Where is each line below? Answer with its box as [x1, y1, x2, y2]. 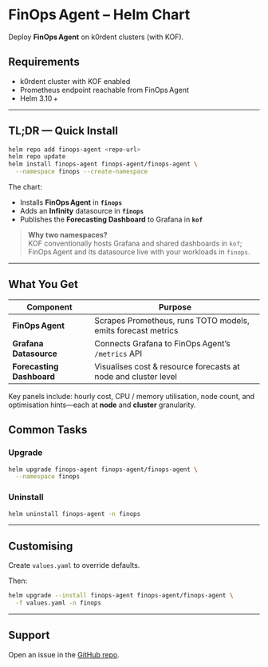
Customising [8, 539, 73, 553]
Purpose [158, 302, 192, 313]
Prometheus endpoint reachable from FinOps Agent [19, 85, 189, 94]
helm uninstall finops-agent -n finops [8, 509, 141, 517]
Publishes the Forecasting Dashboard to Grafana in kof [19, 214, 203, 225]
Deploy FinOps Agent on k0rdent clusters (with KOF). [8, 32, 184, 42]
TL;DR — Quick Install [8, 124, 118, 138]
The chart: [8, 182, 42, 192]
